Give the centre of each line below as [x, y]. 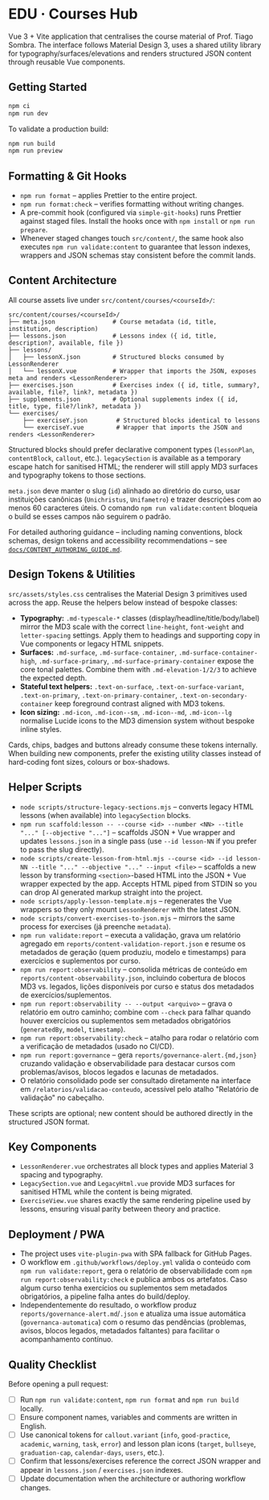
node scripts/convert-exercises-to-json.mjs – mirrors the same [127, 918]
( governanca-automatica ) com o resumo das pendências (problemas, [133, 1322]
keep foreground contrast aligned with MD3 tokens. [140, 703]
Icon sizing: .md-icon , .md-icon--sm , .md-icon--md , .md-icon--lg [126, 712]
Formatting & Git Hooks [67, 176]
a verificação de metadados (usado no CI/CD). [97, 1046]
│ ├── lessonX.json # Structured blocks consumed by [116, 357]
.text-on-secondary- [214, 696]
